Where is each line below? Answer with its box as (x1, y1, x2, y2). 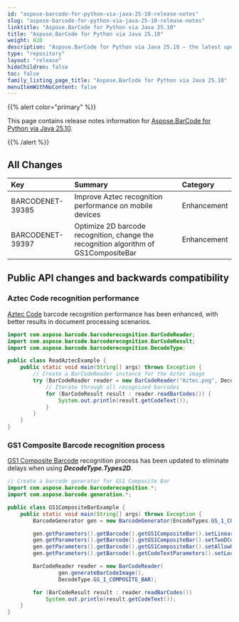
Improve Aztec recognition (74, 192, 163, 202)
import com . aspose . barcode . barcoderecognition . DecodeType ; (7, 344, 186, 351)
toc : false (7, 70, 40, 77)
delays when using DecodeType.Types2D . (7, 464, 133, 472)
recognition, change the (74, 230, 154, 240)
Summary (74, 180, 108, 190)
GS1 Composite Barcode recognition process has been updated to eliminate (7, 457, 229, 465)
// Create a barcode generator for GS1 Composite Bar (7, 478, 171, 485)
